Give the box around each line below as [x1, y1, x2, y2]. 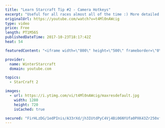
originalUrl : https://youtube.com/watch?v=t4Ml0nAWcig [5, 16, 120, 21]
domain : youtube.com [9, 66, 52, 71]
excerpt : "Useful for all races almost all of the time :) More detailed [5, 12, 160, 17]
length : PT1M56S [5, 30, 38, 35]
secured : [5, 116, 23, 121]
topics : [5, 75, 21, 80]
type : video [5, 21, 29, 26]
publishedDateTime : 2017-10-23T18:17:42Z [5, 35, 91, 40]
